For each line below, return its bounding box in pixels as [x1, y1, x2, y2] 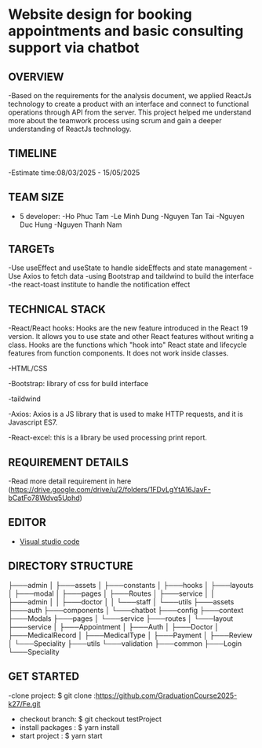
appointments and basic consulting [8, 22, 244, 40]
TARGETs [8, 243, 55, 256]
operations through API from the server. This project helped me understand [8, 108, 252, 117]
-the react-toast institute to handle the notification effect [8, 280, 191, 290]
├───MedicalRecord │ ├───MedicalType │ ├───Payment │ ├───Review [8, 630, 253, 640]
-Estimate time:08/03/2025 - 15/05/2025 [8, 167, 140, 177]
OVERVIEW [8, 70, 64, 83]
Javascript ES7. [8, 418, 58, 427]
